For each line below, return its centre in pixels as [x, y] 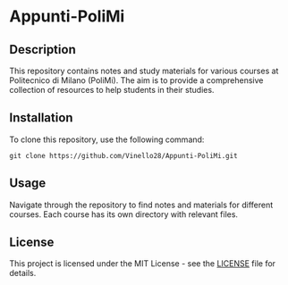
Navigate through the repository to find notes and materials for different [141, 205]
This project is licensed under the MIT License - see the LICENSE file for [142, 264]
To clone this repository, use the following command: [107, 139]
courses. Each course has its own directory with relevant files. [124, 214]
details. [23, 273]
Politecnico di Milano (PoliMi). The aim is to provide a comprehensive [136, 80]
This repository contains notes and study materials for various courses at [144, 71]
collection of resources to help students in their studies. [112, 90]
